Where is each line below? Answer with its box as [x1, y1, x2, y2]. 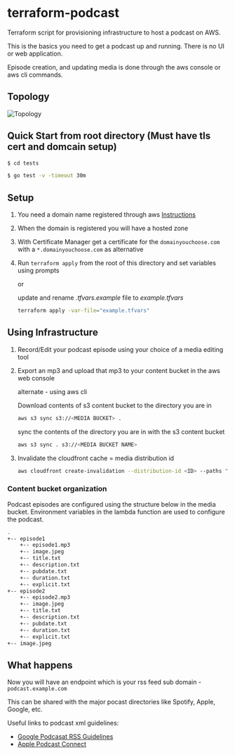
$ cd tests [7, 160, 39, 167]
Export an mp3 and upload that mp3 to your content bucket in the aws [17, 366, 221, 374]
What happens [7, 659, 73, 671]
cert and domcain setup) [7, 141, 117, 153]
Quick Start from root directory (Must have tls [7, 130, 211, 142]
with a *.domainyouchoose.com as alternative [17, 245, 144, 254]
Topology [7, 91, 50, 103]
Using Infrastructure [7, 326, 98, 338]
